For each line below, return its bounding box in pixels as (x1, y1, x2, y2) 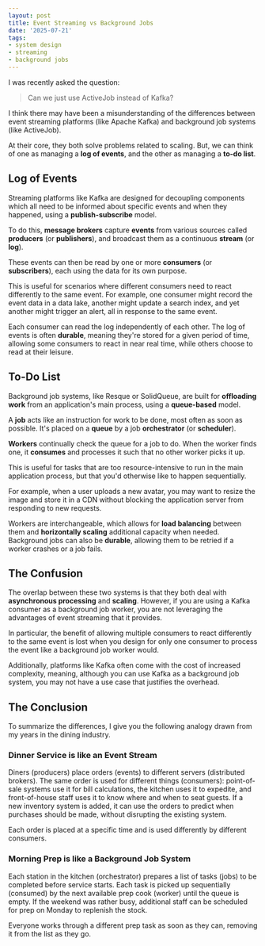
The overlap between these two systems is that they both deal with (8, 588, 227, 597)
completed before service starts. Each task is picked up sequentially (8, 879, 231, 889)
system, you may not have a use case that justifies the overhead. (8, 677, 220, 687)
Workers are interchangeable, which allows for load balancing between (8, 519, 242, 528)
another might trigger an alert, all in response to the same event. (8, 306, 218, 316)
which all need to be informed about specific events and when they (8, 201, 228, 211)
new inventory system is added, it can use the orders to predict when (8, 802, 234, 811)
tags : (8, 33, 26, 42)
